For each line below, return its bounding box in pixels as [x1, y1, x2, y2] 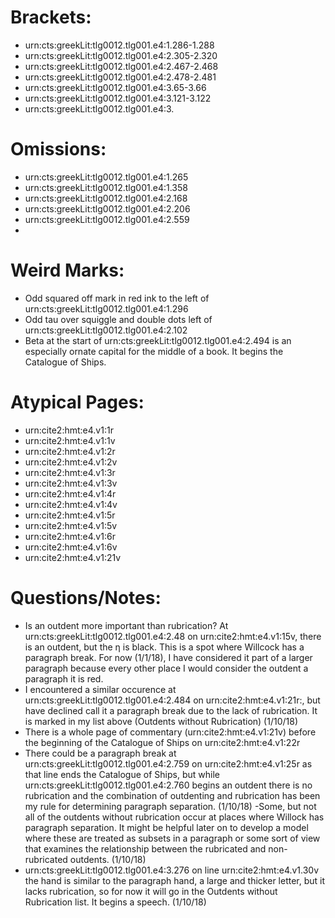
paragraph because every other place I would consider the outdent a [24, 662, 309, 674]
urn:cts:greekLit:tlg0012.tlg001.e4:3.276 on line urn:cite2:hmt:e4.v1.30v [24, 864, 320, 876]
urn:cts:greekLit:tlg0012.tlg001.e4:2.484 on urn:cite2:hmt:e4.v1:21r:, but [24, 694, 321, 706]
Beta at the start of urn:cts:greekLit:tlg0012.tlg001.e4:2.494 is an [24, 334, 292, 346]
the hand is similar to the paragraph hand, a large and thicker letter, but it [24, 874, 326, 886]
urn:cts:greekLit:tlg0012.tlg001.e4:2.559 [24, 213, 190, 225]
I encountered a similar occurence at [24, 683, 177, 695]
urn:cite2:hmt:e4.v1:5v [24, 519, 118, 531]
